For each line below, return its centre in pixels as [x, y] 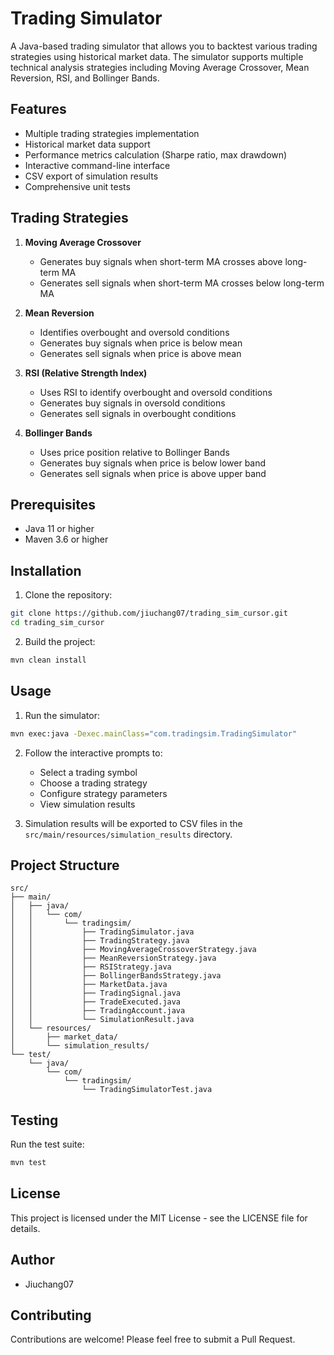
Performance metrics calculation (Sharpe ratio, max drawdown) [156, 154]
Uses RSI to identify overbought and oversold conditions [156, 392]
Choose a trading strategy [93, 783]
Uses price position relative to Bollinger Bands [134, 452]
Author [32, 1260]
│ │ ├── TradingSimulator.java [102, 932]
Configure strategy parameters [103, 793]
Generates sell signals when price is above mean [140, 353]
